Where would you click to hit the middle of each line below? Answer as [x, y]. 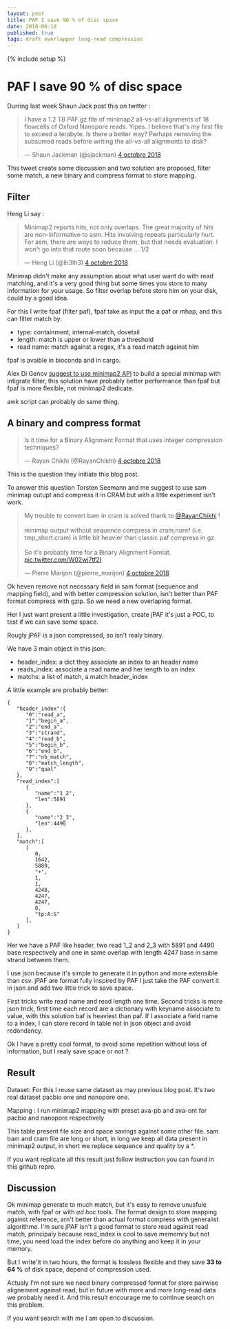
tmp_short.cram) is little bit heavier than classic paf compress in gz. [120, 537]
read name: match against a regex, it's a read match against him [108, 347]
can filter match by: [35, 318]
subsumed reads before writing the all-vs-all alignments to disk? [115, 142]
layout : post [26, 13]
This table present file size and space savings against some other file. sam [113, 1131]
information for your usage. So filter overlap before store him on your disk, [113, 290]
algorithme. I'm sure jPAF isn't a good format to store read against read [108, 1227]
